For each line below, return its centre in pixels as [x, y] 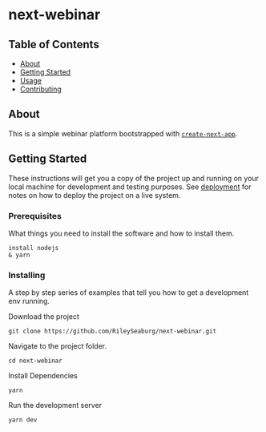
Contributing [40, 89]
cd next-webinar [35, 361]
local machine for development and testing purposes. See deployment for [130, 187]
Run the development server [55, 406]
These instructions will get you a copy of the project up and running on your [133, 178]
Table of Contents [54, 44]
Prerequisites [35, 216]
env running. [29, 301]
